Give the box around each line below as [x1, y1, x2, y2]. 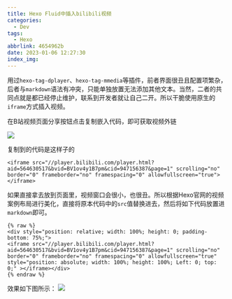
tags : [7, 29, 23, 37]
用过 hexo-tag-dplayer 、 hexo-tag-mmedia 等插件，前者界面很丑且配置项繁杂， [7, 76, 227, 84]
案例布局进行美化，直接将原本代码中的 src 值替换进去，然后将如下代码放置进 [7, 199, 225, 207]
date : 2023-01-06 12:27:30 [7, 50, 86, 57]
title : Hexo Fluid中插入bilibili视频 [7, 10, 112, 18]
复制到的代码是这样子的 [7, 145, 75, 153]
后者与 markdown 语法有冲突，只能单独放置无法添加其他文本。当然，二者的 [7, 85, 217, 93]
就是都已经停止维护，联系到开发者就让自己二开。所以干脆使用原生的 [19, 93, 215, 102]
